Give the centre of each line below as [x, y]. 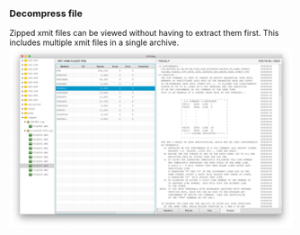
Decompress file [46, 14]
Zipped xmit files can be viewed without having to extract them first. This [144, 33]
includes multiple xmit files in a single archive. [94, 42]
